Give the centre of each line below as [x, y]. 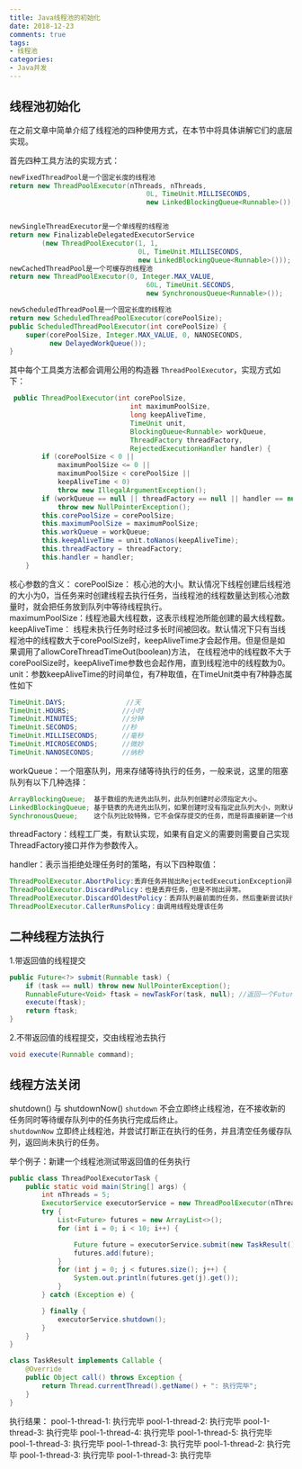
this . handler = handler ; [88, 557]
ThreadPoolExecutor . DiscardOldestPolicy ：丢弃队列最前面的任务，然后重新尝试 [146, 898]
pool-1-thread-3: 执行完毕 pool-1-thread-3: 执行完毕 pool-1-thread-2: [137, 1443]
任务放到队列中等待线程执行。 [111, 606]
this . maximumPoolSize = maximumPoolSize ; [120, 524]
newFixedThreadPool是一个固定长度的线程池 [82, 177]
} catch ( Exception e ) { [88, 1295]
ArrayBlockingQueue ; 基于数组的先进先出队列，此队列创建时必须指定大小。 [135, 799]
